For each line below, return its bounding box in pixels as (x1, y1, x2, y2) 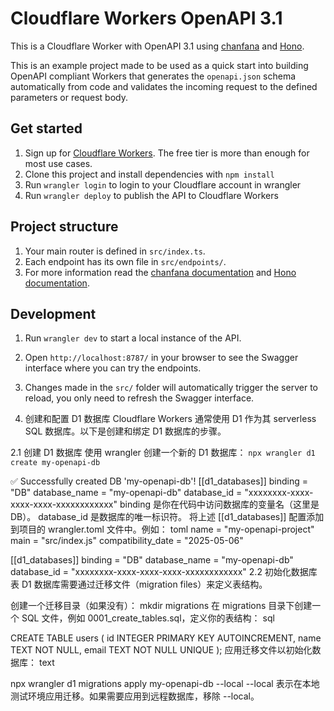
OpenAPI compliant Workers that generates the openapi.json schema (10, 70, 297, 82)
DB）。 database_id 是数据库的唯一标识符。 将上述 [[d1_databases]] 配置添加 (10, 511, 325, 523)
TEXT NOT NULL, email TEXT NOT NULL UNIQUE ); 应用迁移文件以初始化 (10, 644, 313, 656)
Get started (10, 120, 83, 137)
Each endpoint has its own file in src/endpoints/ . (24, 255, 227, 267)
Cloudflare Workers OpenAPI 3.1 (10, 7, 283, 30)
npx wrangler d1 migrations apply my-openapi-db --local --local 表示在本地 (10, 678, 320, 690)
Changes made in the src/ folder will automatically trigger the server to (24, 382, 318, 394)
